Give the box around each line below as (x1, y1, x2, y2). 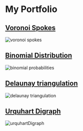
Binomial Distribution (5, 51, 72, 60)
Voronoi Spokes (5, 24, 56, 32)
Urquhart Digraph (5, 107, 61, 116)
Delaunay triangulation (5, 79, 78, 88)
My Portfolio (5, 4, 57, 15)
